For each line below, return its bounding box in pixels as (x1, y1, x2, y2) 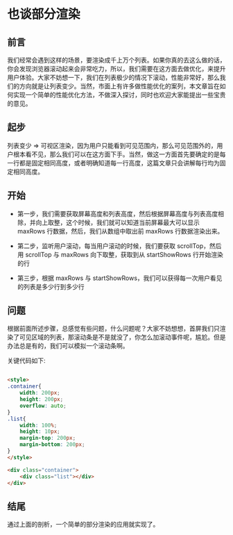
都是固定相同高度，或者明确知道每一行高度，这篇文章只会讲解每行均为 (19, 158, 220, 167)
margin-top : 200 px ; (19, 435, 76, 442)
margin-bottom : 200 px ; (19, 441, 85, 448)
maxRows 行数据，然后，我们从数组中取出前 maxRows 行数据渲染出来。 (17, 227, 224, 235)
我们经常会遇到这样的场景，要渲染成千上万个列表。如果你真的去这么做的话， (7, 56, 226, 64)
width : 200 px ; (19, 390, 60, 397)
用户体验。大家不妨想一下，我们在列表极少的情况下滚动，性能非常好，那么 (7, 74, 220, 81)
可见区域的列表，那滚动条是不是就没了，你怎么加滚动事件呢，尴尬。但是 (19, 333, 226, 341)
